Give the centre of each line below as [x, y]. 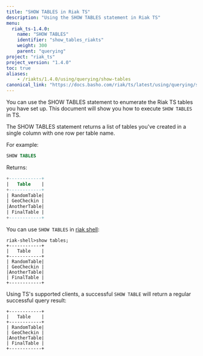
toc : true [19, 68]
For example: [23, 145]
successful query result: [36, 300]
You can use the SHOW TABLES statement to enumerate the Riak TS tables [100, 102]
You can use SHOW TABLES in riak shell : [53, 229]
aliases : [17, 74]
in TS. [14, 115]
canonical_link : [27, 85]
